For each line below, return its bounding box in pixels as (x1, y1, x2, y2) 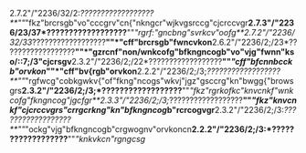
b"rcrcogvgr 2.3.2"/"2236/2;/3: (166, 105, 285, 115)
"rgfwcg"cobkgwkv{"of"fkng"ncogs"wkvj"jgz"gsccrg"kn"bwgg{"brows (25, 76, 294, 86)
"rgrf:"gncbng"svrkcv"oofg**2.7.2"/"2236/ (133, 27, 295, 37)
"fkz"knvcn (250, 95, 297, 106)
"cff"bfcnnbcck (230, 56, 293, 66)
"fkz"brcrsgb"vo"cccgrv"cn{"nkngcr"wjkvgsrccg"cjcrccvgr (25, 17, 248, 28)
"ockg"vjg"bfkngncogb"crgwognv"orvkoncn (25, 124, 193, 135)
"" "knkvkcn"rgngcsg (67, 134, 146, 144)
